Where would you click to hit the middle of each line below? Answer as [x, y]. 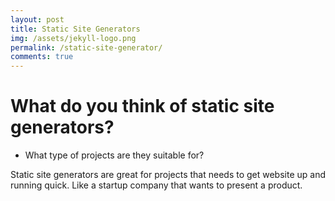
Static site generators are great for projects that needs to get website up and [168, 175]
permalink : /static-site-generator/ [86, 47]
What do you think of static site [142, 106]
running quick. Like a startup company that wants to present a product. [156, 185]
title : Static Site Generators [75, 29]
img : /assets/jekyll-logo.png [73, 38]
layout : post [37, 19]
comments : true [42, 57]
